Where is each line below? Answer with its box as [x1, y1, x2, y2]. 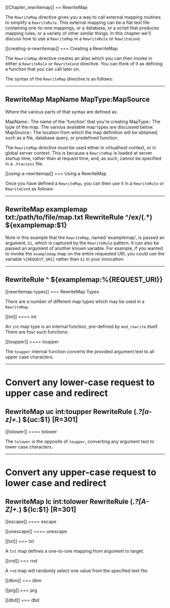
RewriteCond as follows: [5, 185, 54, 192]
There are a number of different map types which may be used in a [5, 298, 145, 305]
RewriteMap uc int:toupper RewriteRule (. [5, 407, 139, 416]
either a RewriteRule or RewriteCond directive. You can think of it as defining [5, 61, 163, 66]
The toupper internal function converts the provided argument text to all [5, 349, 154, 355]
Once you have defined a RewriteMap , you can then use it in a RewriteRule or [5, 180, 164, 186]
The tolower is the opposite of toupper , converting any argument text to [5, 438, 154, 445]
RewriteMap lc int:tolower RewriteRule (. [5, 498, 135, 506]
